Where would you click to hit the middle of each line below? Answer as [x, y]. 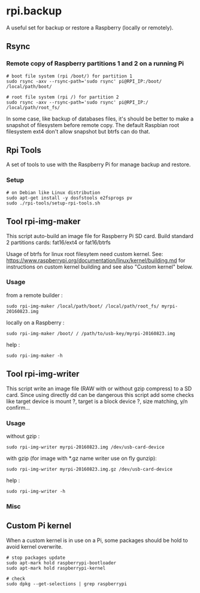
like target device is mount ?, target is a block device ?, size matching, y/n [97, 401]
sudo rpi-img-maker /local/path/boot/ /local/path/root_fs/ [83, 306]
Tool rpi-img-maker [43, 222]
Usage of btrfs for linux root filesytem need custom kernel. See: [85, 254]
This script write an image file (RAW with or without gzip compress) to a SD [99, 389]
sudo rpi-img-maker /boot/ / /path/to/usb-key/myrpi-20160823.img [91, 333]
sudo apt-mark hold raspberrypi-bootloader [61, 563]
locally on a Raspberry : [35, 323]
